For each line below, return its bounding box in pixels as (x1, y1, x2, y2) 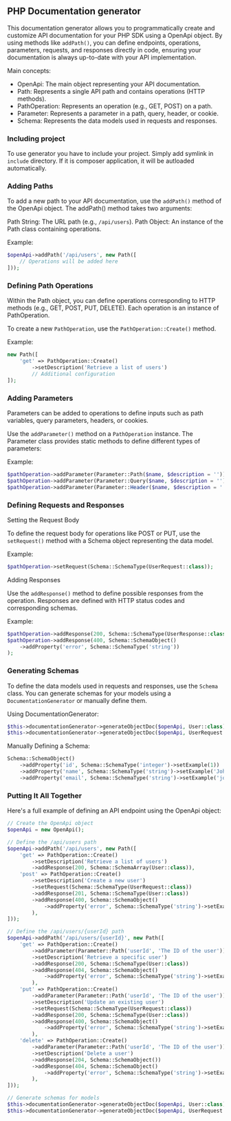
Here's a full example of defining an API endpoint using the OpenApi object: (7, 806, 221, 815)
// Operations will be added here (19, 258, 118, 265)
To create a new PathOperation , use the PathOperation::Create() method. (7, 324, 217, 333)
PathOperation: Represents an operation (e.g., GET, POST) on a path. (16, 101, 213, 110)
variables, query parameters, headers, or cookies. (7, 417, 149, 424)
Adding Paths (7, 181, 54, 191)
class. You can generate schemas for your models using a (7, 689, 172, 697)
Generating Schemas (7, 666, 79, 675)
